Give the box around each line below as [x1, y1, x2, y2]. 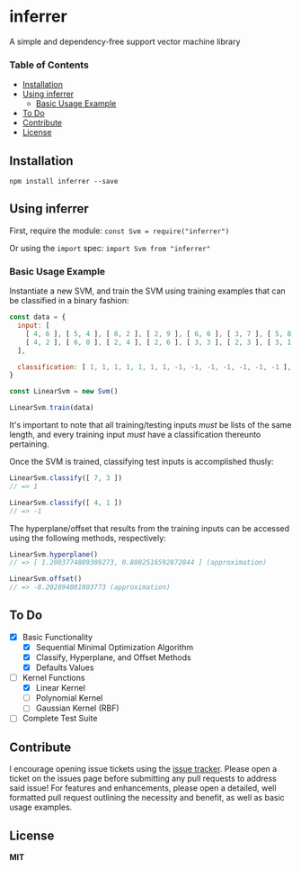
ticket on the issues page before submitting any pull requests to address [9, 773, 277, 784]
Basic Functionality [22, 631, 93, 642]
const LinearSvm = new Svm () [9, 387, 119, 396]
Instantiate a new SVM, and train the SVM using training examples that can [9, 285, 286, 296]
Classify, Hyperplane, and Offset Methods [35, 651, 191, 663]
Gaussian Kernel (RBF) [35, 702, 120, 713]
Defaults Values [35, 662, 94, 673]
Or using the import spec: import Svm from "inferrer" [9, 242, 211, 253]
